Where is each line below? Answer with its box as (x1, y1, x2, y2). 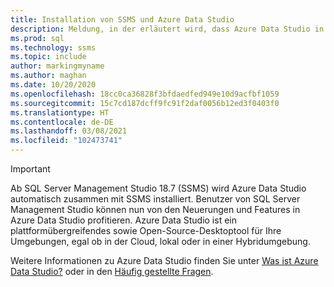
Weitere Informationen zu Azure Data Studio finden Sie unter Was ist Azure (10, 255, 319, 266)
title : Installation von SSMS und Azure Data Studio (10, 14, 235, 25)
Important (10, 163, 51, 175)
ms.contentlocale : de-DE (10, 117, 114, 127)
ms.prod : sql (10, 33, 65, 43)
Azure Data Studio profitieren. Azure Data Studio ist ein (10, 214, 237, 226)
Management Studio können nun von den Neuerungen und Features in (10, 204, 301, 215)
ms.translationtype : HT (10, 107, 110, 118)
